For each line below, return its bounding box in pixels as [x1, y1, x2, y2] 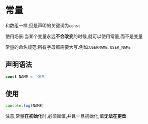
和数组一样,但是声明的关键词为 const [5, 22, 80, 28]
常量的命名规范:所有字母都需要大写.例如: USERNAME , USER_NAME [5, 44, 131, 50]
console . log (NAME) [5, 103, 44, 108]
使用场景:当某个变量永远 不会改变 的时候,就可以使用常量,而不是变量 [5, 33, 143, 39]
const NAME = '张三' [5, 74, 47, 79]
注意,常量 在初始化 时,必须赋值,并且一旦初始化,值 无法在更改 [5, 113, 127, 119]
